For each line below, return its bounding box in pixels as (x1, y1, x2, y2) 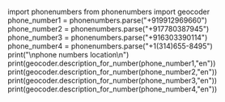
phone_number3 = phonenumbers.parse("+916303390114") (7, 32, 208, 42)
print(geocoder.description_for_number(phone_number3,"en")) (7, 76, 218, 85)
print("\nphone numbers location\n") (7, 50, 129, 59)
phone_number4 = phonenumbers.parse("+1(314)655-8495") (7, 41, 214, 51)
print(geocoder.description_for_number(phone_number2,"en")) (7, 67, 218, 76)
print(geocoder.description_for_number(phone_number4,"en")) (7, 84, 218, 94)
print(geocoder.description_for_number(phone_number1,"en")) (7, 58, 216, 68)
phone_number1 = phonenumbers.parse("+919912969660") (7, 15, 208, 25)
